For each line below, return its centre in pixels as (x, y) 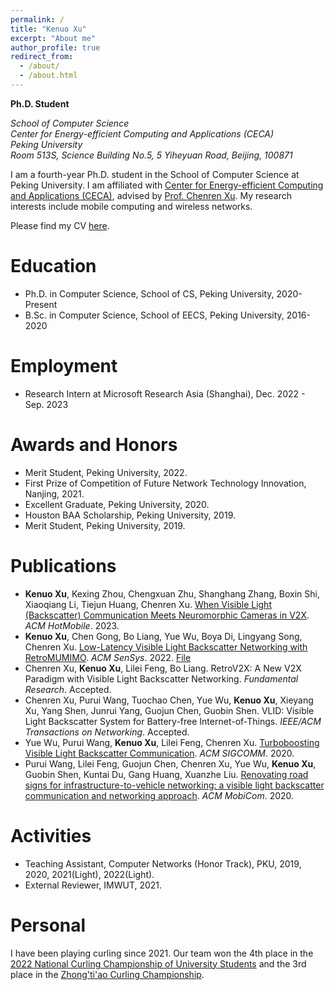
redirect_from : (42, 57)
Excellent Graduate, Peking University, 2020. (117, 504)
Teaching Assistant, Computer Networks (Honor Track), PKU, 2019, (163, 863)
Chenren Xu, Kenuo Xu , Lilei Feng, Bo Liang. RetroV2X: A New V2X (163, 668)
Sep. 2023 (46, 404)
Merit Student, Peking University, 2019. (105, 525)
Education (53, 266)
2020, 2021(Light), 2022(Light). (89, 874)
